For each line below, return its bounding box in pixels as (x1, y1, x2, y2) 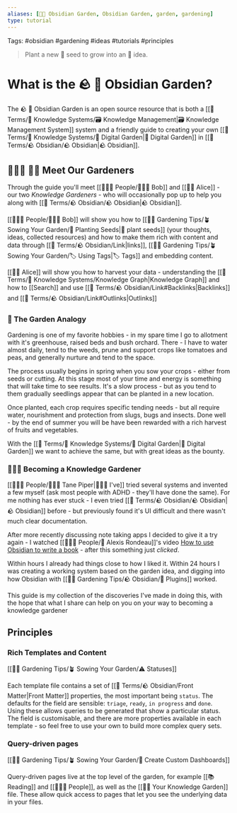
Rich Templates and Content (7, 648, 107, 658)
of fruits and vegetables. (7, 425, 79, 434)
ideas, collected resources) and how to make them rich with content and (7, 233, 219, 241)
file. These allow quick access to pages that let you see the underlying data (7, 790, 228, 798)
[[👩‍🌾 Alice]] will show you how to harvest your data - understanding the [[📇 (7, 268, 226, 277)
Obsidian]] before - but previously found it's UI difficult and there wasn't (15, 507, 226, 515)
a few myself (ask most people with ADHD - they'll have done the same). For (7, 488, 231, 496)
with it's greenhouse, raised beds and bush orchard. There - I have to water (7, 338, 228, 347)
